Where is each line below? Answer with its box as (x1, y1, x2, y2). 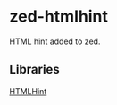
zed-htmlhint (9, 6, 109, 27)
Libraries (9, 62, 60, 77)
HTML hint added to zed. (9, 36, 101, 47)
